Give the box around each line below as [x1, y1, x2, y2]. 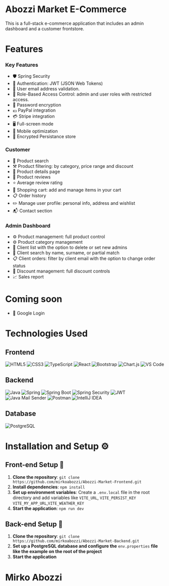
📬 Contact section [12, 207, 52, 213]
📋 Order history [12, 192, 46, 198]
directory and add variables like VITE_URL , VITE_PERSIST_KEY [12, 494, 136, 501]
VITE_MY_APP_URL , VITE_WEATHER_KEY [12, 500, 84, 506]
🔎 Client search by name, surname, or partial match [12, 250, 120, 256]
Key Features [5, 62, 39, 69]
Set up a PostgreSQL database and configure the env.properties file [12, 543, 158, 549]
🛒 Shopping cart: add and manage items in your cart [12, 187, 122, 193]
